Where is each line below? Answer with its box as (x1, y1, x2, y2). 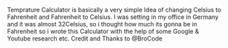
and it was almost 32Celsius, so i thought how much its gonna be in (7, 20, 197, 28)
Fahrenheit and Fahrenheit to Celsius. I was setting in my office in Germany (7, 13, 219, 21)
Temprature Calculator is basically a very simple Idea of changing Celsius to (7, 6, 221, 14)
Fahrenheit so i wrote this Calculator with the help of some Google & (7, 27, 199, 35)
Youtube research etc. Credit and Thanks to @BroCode (7, 34, 163, 43)
